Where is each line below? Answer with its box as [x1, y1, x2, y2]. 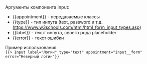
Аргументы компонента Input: [5, 4, 70, 10]
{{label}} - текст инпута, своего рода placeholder [12, 30, 117, 35]
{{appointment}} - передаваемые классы [12, 14, 100, 19]
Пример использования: [5, 45, 58, 50]
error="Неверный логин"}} [5, 54, 59, 59]
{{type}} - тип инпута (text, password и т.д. [12, 19, 103, 25]
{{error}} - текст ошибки [12, 35, 64, 41]
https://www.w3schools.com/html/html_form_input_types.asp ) [12, 24, 141, 30]
